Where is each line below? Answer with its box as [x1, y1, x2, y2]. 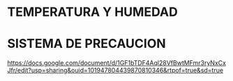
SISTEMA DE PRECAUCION [7, 36, 166, 52]
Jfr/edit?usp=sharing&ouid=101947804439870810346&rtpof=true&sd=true [7, 66, 224, 75]
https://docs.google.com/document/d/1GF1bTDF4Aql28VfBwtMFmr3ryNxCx [7, 59, 227, 67]
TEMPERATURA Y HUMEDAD [7, 4, 178, 20]
